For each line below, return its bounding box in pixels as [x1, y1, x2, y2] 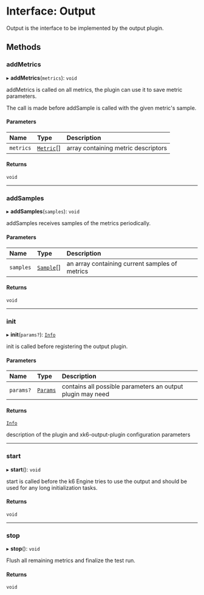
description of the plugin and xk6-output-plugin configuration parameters [6, 431, 191, 439]
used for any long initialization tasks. [6, 484, 98, 491]
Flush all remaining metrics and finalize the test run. [6, 557, 135, 564]
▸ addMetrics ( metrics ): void [6, 74, 77, 82]
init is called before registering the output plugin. [6, 343, 128, 350]
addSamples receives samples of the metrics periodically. [6, 220, 151, 227]
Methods [6, 42, 41, 52]
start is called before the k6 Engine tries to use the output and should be [6, 478, 188, 485]
